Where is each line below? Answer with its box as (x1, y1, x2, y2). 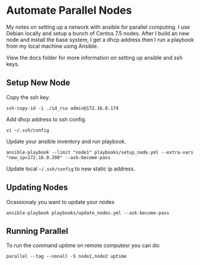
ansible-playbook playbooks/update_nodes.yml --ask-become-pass (6, 210, 170, 216)
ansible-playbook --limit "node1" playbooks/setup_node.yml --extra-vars (6, 149, 194, 156)
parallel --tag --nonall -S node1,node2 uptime (6, 254, 127, 260)
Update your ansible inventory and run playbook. (6, 138, 127, 145)
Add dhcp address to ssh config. (6, 115, 87, 123)
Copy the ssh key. (6, 93, 51, 100)
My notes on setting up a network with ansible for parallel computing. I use (6, 23, 190, 31)
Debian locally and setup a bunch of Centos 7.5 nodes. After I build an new (6, 29, 190, 36)
